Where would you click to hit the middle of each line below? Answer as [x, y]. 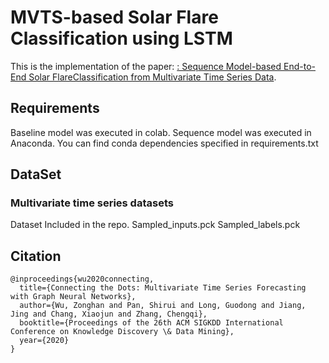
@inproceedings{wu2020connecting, [82, 279]
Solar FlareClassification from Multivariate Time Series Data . [152, 77]
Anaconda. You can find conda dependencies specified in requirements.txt [164, 143]
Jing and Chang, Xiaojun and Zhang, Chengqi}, [109, 314]
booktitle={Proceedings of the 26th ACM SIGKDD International [151, 323]
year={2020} [44, 341]
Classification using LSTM [121, 38]
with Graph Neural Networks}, [73, 297]
